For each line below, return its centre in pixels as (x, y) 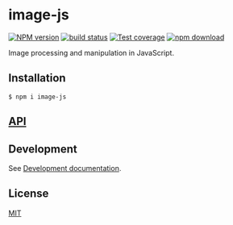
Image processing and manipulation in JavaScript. (92, 52)
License (29, 194)
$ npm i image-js (37, 97)
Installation (37, 78)
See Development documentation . (65, 168)
